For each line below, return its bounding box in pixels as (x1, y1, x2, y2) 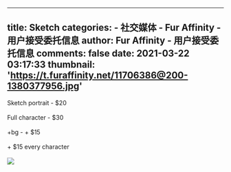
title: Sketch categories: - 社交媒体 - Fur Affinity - (7, 22, 221, 34)
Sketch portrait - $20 (7, 98, 67, 107)
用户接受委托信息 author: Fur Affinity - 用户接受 (7, 35, 210, 47)
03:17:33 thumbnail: (7, 59, 96, 71)
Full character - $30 (7, 113, 64, 121)
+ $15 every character (7, 142, 70, 151)
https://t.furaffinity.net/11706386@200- (10, 69, 188, 81)
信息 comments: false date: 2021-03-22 (16, 47, 190, 59)
